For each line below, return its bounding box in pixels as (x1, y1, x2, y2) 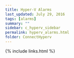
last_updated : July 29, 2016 (5, 12, 65, 17)
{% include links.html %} (5, 48, 55, 54)
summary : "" (5, 21, 30, 26)
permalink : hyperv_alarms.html (5, 30, 70, 35)
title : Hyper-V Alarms (5, 7, 52, 12)
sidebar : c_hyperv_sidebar (5, 26, 61, 30)
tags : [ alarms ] (5, 16, 37, 21)
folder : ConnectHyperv (5, 35, 52, 40)
